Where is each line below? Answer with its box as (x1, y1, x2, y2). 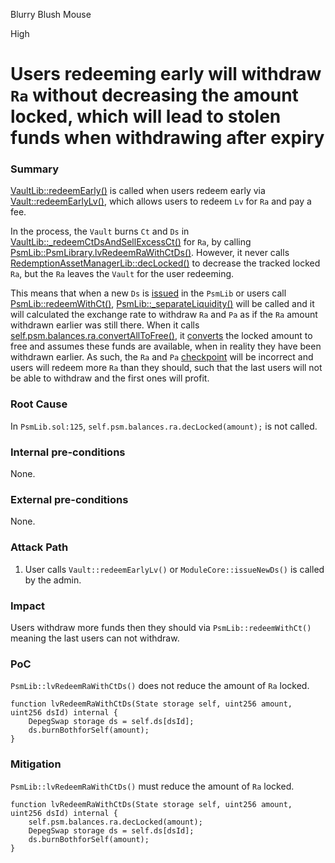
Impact (10, 599, 46, 613)
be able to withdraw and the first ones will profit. (10, 372, 210, 384)
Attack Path (10, 540, 69, 554)
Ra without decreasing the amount (10, 84, 299, 107)
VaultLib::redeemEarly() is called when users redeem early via (10, 185, 266, 197)
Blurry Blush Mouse (10, 9, 92, 20)
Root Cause (10, 397, 68, 411)
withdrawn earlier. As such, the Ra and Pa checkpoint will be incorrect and (10, 351, 314, 363)
